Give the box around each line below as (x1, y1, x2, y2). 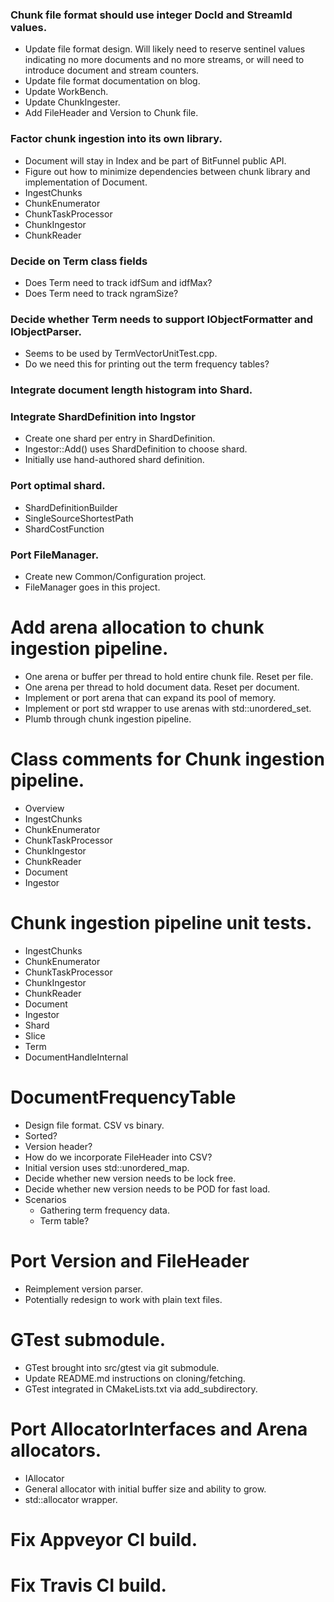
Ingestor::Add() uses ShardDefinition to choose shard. (24, 443, 248, 455)
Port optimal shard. (10, 479, 106, 493)
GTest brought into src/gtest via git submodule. (24, 1361, 220, 1373)
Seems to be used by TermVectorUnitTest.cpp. (24, 348, 218, 360)
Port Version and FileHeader (10, 1249, 250, 1272)
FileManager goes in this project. (24, 581, 161, 593)
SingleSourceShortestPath (24, 512, 134, 524)
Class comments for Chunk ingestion (10, 748, 325, 771)
